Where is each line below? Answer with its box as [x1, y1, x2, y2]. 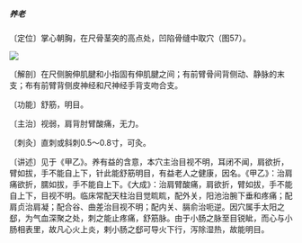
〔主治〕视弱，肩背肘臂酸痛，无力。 [9, 118, 144, 129]
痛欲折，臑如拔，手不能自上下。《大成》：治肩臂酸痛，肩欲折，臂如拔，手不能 [9, 178, 293, 189]
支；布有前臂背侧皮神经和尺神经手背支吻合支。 [9, 79, 182, 90]
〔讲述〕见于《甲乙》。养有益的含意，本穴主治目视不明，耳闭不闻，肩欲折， [9, 156, 289, 166]
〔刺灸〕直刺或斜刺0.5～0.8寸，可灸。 [9, 137, 151, 148]
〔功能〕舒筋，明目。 [9, 99, 88, 110]
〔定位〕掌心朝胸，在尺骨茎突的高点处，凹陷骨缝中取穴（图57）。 [9, 32, 252, 43]
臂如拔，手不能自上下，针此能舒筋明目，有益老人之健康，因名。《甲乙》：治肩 [9, 167, 293, 178]
